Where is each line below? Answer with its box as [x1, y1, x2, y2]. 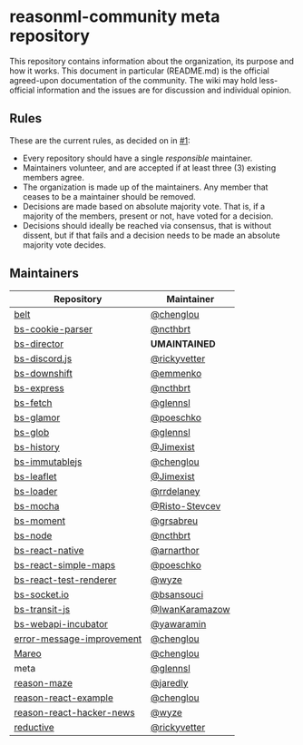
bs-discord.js [14, 352, 73, 365]
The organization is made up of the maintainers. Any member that [22, 181, 269, 192]
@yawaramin [150, 617, 207, 630]
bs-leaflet [14, 470, 57, 483]
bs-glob [14, 426, 50, 438]
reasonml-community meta [9, 6, 220, 27]
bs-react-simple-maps [14, 558, 116, 571]
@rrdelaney [150, 485, 200, 497]
